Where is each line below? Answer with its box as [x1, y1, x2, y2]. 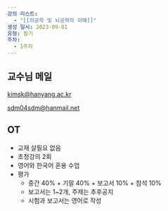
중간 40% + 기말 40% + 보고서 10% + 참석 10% [27, 179, 162, 187]
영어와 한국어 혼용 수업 [17, 161, 80, 170]
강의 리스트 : [7, 10, 39, 18]
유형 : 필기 [7, 30, 34, 37]
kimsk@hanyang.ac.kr [7, 89, 72, 98]
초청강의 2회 [17, 152, 52, 160]
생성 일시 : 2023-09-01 [7, 23, 68, 30]
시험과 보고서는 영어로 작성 [27, 196, 102, 205]
